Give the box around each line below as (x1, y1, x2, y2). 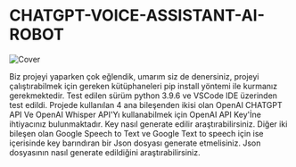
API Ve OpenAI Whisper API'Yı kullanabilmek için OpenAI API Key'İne (9, 109, 261, 120)
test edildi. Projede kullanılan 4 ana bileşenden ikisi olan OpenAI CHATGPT (9, 99, 283, 110)
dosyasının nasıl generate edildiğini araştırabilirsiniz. (9, 146, 201, 157)
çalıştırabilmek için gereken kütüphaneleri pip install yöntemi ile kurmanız (9, 80, 278, 91)
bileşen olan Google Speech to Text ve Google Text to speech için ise (9, 128, 264, 138)
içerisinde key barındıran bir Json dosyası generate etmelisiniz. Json (9, 138, 261, 148)
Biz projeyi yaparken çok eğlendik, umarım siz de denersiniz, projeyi (9, 71, 260, 81)
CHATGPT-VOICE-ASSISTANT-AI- (9, 5, 265, 26)
